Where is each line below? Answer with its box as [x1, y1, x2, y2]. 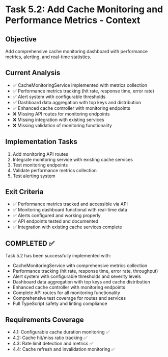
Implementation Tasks [5, 137, 77, 146]
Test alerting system [12, 173, 55, 179]
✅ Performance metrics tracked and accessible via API [12, 201, 128, 207]
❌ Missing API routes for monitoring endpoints [12, 111, 110, 117]
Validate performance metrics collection [12, 167, 97, 173]
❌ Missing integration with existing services [12, 116, 104, 123]
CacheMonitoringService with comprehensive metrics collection [12, 263, 148, 269]
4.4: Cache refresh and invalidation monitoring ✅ [12, 346, 116, 352]
